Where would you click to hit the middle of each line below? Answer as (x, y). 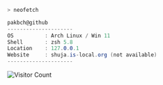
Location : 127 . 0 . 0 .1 (43, 49)
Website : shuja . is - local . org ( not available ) (82, 55)
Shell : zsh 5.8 (40, 42)
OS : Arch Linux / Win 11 (59, 36)
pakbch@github (28, 22)
